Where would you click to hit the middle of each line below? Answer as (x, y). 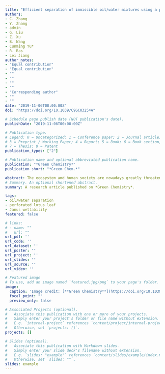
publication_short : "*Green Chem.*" (42, 169)
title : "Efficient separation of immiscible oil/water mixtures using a (81, 10)
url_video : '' (20, 269)
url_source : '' (21, 264)
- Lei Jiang (17, 55)
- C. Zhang (16, 19)
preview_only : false (30, 301)
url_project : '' (22, 255)
